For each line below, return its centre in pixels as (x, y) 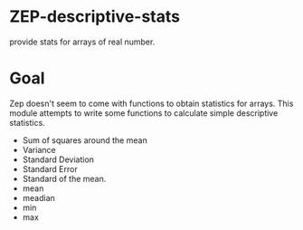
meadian (39, 197)
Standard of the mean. (64, 178)
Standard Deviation (58, 159)
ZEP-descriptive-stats (95, 17)
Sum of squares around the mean (85, 140)
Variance (39, 149)
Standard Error (50, 168)
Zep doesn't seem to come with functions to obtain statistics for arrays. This (151, 103)
